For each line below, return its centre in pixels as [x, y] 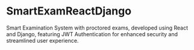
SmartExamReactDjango [69, 11]
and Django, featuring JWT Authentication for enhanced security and [92, 34]
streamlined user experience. [42, 40]
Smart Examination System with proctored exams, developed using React [97, 28]
